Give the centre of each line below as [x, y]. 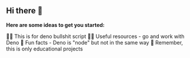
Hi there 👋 [24, 11]
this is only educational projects [45, 49]
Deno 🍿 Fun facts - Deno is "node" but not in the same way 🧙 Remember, [95, 42]
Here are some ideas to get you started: [55, 25]
